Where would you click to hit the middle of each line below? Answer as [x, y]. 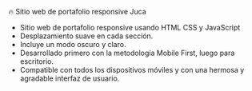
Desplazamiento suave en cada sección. [86, 36]
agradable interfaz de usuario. [70, 78]
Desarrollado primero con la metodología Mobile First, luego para [127, 53]
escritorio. [37, 61]
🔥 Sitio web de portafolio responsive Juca [77, 12]
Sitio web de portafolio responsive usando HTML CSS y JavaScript [130, 28]
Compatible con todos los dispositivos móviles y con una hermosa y [132, 70]
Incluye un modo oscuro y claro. [73, 44]
